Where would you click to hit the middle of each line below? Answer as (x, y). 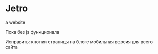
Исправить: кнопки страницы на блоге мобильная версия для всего (79, 42)
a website (15, 22)
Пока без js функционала (32, 32)
